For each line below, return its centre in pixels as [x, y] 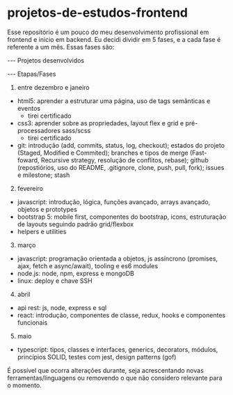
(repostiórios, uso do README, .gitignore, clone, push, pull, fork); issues [121, 167]
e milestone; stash [43, 175]
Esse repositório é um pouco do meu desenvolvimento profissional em [108, 32]
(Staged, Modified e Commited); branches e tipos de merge [103, 153]
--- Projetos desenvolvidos [46, 60]
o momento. [24, 385]
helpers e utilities [42, 231]
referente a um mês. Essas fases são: [61, 47]
